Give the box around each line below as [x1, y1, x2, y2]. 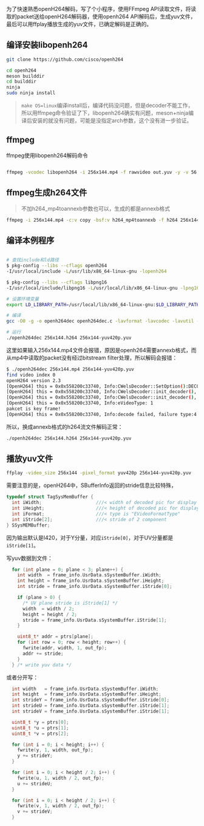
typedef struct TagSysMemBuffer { [6, 494, 94, 500]
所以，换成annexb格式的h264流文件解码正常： [6, 423, 123, 430]
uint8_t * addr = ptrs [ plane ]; [17, 633, 94, 640]
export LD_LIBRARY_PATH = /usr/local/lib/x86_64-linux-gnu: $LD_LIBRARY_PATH [6, 301, 200, 308]
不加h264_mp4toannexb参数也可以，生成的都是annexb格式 [21, 205, 170, 212]
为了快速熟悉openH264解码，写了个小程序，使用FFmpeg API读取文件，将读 [6, 5, 197, 12]
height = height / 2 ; [22, 611, 78, 618]
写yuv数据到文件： [6, 555, 53, 562]
